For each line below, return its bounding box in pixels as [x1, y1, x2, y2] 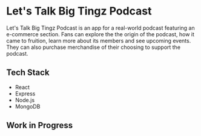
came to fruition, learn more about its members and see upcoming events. [6, 37, 191, 44]
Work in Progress [6, 120, 73, 131]
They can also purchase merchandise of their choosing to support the [6, 44, 180, 51]
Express [15, 89, 36, 97]
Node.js [15, 96, 35, 103]
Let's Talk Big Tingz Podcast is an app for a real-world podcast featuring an [6, 24, 195, 31]
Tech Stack [6, 68, 50, 78]
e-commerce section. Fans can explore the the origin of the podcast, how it [6, 30, 195, 37]
